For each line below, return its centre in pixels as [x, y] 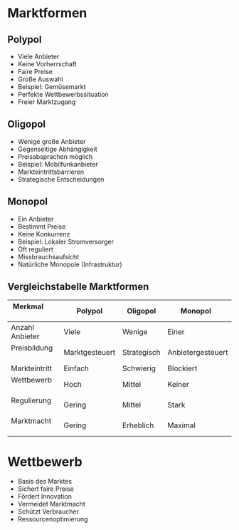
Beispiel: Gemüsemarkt [52, 87]
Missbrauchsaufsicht [48, 256]
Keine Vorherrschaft [47, 64]
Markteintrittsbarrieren [51, 172]
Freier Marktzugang [47, 102]
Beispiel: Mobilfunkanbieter [58, 164]
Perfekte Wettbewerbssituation [63, 94]
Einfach [76, 368]
